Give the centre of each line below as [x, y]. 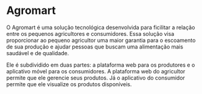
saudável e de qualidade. [38, 53]
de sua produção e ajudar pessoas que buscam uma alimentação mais [95, 47]
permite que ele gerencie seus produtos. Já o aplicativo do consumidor [96, 78]
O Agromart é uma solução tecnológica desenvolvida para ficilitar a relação [101, 27]
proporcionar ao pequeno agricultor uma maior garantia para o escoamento [101, 40]
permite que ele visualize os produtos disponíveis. [69, 84]
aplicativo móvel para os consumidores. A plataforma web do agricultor [96, 71]
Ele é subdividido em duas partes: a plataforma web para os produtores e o [101, 65]
